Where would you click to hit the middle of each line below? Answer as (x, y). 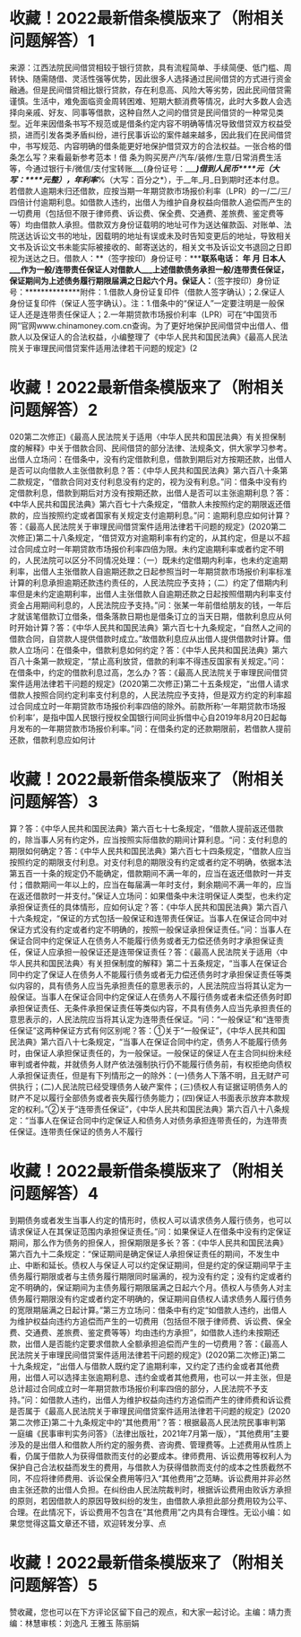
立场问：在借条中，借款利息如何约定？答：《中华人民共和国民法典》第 (152, 650)
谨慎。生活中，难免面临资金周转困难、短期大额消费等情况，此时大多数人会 (146, 101)
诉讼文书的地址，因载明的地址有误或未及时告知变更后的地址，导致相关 (162, 235)
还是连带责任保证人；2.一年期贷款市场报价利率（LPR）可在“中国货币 (151, 314)
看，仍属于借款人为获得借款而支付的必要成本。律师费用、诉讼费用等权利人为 (150, 1456)
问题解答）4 (54, 1193)
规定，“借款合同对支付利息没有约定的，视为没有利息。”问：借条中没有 (152, 481)
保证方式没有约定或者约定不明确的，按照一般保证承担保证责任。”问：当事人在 (150, 929)
